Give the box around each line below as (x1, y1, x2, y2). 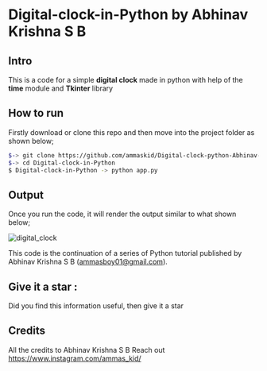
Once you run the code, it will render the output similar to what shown (8, 209, 237, 219)
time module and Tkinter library (8, 83, 114, 93)
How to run (8, 106, 64, 120)
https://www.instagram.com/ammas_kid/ (8, 354, 141, 363)
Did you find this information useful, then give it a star (8, 301, 184, 311)
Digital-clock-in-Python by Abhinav (8, 6, 249, 24)
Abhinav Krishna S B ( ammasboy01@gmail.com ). (8, 257, 168, 267)
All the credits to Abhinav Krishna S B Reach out (8, 345, 165, 354)
